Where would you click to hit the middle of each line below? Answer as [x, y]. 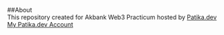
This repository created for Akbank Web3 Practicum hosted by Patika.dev [112, 17]
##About [20, 10]
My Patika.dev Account [40, 24]
